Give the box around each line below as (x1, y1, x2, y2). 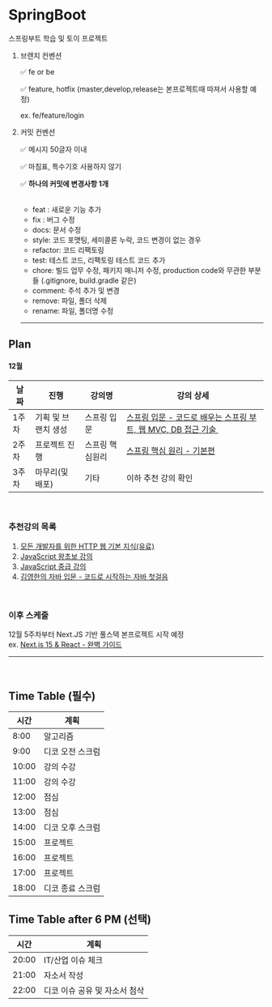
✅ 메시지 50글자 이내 (19, 144, 87, 154)
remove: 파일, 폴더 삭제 (32, 296, 108, 305)
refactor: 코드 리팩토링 (32, 245, 104, 254)
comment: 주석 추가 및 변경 (32, 285, 120, 295)
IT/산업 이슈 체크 (43, 954, 104, 966)
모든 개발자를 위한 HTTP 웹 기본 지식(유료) (19, 541, 155, 551)
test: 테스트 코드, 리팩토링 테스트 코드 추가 (32, 255, 166, 265)
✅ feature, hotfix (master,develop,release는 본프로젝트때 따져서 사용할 (19, 83, 249, 94)
